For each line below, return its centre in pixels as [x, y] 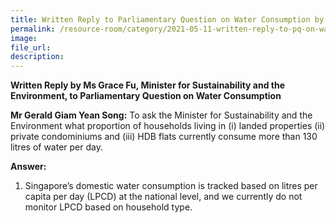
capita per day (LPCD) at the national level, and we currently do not [163, 197]
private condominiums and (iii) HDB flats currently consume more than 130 [164, 137]
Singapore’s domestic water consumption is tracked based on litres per [171, 186]
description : [37, 57]
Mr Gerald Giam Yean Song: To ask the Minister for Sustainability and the [161, 115]
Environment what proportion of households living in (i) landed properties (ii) [168, 126]
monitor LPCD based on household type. [108, 207]
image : [24, 38]
